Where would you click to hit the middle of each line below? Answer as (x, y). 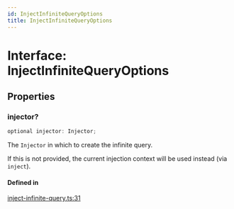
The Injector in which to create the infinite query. (80, 145)
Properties (31, 97)
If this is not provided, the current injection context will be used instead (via (117, 159)
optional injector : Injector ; (52, 132)
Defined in (23, 182)
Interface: (37, 56)
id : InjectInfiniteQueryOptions (55, 14)
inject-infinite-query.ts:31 (44, 198)
